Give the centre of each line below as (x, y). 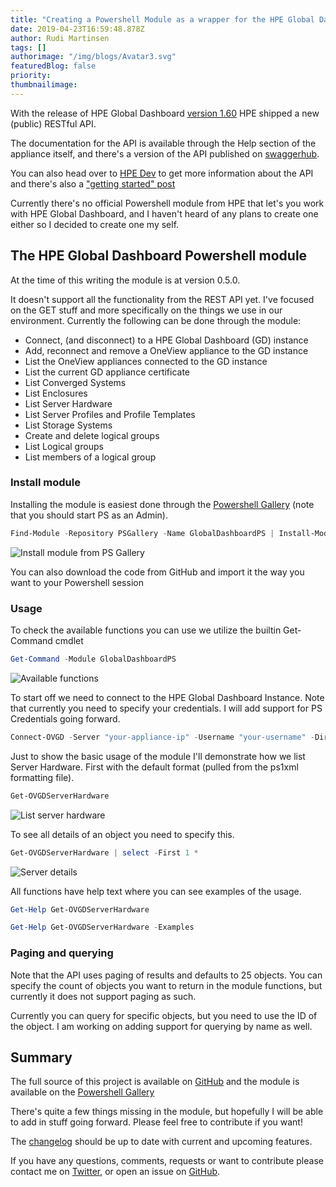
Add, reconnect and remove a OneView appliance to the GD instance (166, 350)
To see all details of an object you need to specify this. (122, 834)
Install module (45, 483)
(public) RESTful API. (53, 123)
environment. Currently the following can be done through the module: (156, 320)
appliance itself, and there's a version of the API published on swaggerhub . (165, 153)
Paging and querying (62, 953)
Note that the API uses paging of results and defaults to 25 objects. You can (166, 975)
